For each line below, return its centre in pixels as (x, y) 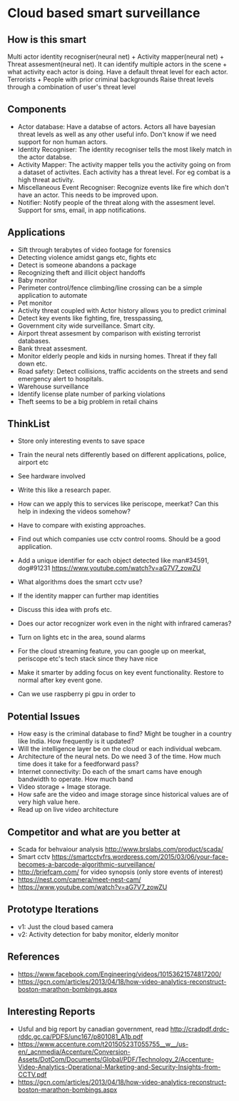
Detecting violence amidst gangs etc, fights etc (87, 257)
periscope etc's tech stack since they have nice (88, 659)
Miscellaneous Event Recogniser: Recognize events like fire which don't (123, 187)
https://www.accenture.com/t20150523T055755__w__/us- (103, 1044)
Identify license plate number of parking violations (91, 393)
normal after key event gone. (60, 680)
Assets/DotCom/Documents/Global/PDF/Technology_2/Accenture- (116, 1059)
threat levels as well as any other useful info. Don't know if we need (117, 134)
